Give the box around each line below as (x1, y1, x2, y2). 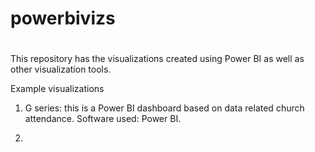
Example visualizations (10, 83, 105, 95)
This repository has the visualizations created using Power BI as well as (10, 53, 305, 65)
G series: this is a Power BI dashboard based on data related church (24, 102, 305, 114)
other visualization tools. (10, 63, 112, 76)
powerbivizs (10, 7, 116, 30)
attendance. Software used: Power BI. (24, 113, 182, 125)
